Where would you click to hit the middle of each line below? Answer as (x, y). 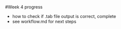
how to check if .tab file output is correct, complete (64, 16)
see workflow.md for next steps (44, 22)
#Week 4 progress (24, 7)
